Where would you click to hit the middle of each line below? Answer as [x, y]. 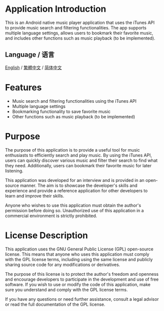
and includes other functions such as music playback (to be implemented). [80, 38]
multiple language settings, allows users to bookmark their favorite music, [79, 33]
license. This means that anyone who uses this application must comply [77, 254]
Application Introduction [56, 9]
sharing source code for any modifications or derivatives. [63, 265]
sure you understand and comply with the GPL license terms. [66, 289]
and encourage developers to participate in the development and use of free [82, 279]
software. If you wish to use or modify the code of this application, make [78, 284]
